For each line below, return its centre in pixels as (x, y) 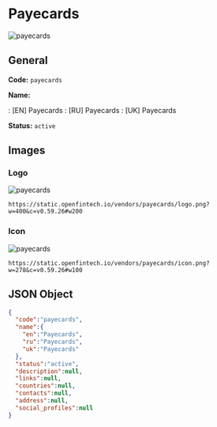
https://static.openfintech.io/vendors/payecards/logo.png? (109, 205)
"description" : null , (49, 371)
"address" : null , (42, 401)
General (28, 60)
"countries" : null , (46, 386)
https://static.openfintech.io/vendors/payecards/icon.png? (109, 263)
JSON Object (41, 295)
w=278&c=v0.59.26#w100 (45, 270)
